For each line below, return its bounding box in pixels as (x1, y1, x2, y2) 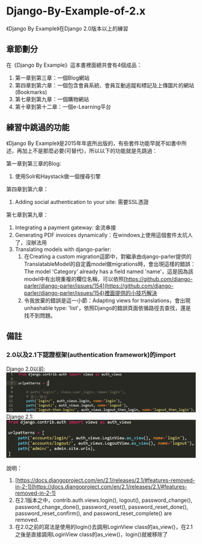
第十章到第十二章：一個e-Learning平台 (14, 103, 111, 110)
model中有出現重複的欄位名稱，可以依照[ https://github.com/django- (23, 275, 193, 282)
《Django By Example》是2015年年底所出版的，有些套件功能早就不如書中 (6, 140, 182, 147)
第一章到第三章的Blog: (6, 159, 61, 167)
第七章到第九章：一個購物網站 (14, 95, 89, 103)
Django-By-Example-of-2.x (6, 4, 146, 18)
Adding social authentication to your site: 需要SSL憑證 (14, 198, 149, 205)
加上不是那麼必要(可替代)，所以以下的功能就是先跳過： (22, 147, 158, 154)
